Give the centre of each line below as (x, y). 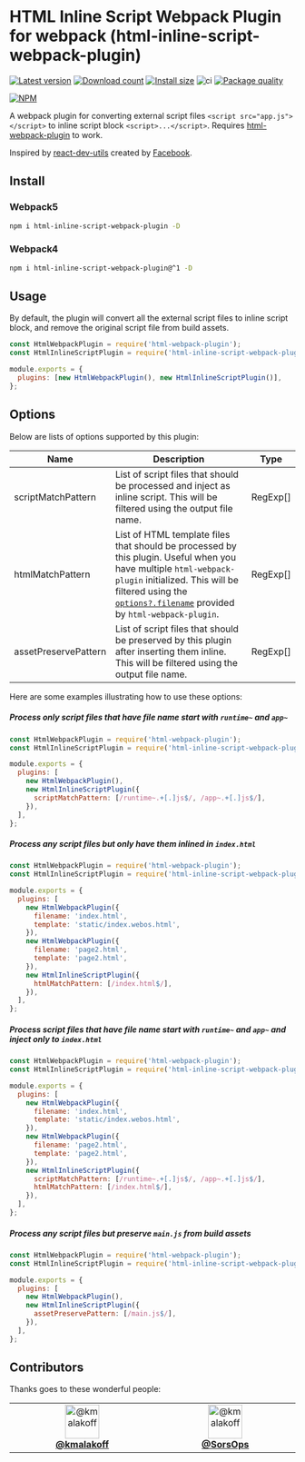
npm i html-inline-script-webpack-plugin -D (95, 226)
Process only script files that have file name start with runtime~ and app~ (149, 717)
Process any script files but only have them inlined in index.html (133, 843)
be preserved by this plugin (173, 640)
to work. (88, 134)
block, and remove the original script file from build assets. (119, 328)
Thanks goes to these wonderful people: (85, 1389)
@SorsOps (225, 1445)
